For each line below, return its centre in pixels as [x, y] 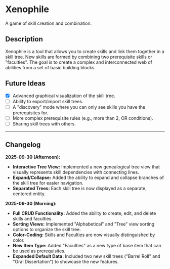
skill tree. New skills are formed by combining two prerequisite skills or [79, 57]
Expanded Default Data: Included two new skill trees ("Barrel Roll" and [86, 256]
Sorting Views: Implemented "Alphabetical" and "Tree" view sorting [83, 224]
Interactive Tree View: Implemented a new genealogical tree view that [86, 167]
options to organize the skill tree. [47, 229]
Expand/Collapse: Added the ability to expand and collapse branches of [88, 177]
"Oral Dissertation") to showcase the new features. [66, 261]
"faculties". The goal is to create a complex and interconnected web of [79, 62]
